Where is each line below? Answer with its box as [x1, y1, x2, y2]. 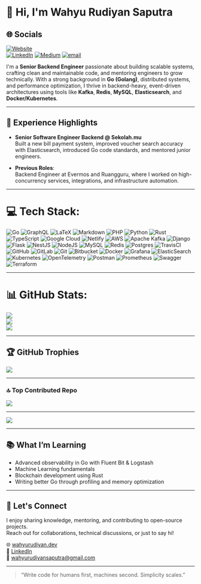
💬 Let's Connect [6, 501, 67, 511]
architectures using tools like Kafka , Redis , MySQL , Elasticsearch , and [6, 89, 182, 95]
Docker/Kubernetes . [6, 95, 58, 102]
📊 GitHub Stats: [6, 288, 88, 302]
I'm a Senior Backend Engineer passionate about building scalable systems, [6, 63, 194, 70]
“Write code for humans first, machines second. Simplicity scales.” [20, 571, 185, 579]
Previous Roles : [14, 164, 55, 171]
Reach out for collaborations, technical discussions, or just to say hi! [6, 530, 175, 537]
